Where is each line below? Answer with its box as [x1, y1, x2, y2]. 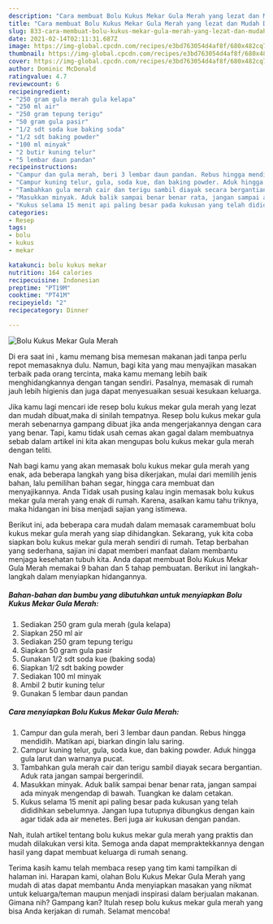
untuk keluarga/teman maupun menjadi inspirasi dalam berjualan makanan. [8, 888, 259, 899]
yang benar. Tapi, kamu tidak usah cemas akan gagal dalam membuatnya [8, 428, 254, 438]
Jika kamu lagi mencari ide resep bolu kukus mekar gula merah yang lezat [8, 402, 257, 412]
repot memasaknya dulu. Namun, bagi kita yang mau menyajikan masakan [8, 360, 258, 370]
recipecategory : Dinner [8, 307, 89, 315]
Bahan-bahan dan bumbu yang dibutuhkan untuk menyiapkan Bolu [8, 591, 242, 600]
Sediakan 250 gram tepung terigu [19, 636, 133, 647]
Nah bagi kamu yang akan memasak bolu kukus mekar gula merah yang [8, 460, 249, 470]
